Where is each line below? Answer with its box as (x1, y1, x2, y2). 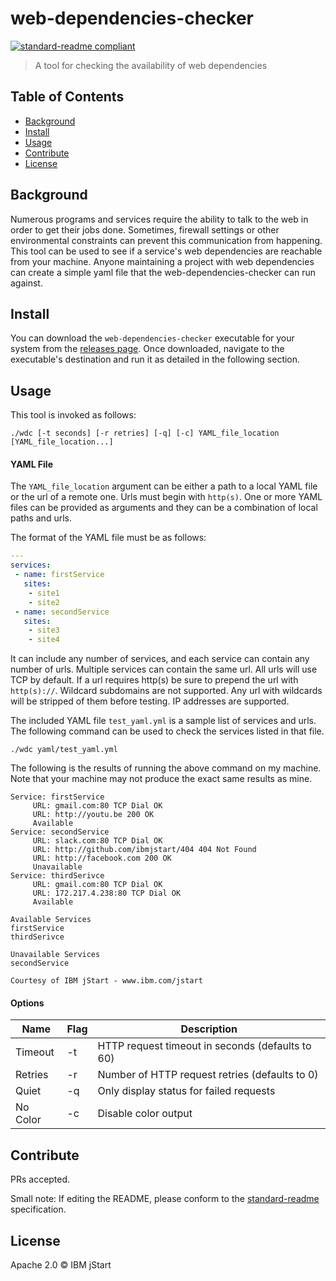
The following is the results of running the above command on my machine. (10, 762, 322, 774)
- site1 (28, 588, 60, 598)
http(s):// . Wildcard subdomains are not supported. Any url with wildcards (10, 685, 323, 697)
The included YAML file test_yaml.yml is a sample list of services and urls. (10, 715, 317, 727)
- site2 (28, 597, 60, 607)
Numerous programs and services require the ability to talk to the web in (10, 213, 309, 225)
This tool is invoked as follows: (10, 409, 137, 421)
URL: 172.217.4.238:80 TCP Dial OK (32, 888, 182, 899)
